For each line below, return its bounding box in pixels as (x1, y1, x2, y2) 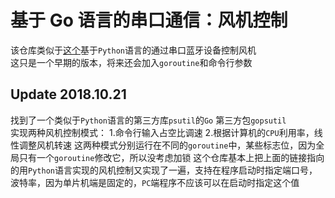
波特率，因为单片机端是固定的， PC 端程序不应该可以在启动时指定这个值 (10, 176, 300, 188)
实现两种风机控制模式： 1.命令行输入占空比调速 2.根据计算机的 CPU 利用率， (10, 126, 315, 138)
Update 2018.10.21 (10, 86, 127, 103)
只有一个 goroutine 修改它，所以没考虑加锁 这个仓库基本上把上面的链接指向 (18, 151, 325, 163)
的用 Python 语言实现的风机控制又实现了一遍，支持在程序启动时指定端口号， (10, 164, 318, 176)
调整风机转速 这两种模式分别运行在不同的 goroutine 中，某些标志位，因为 (18, 139, 317, 151)
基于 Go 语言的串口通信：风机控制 (10, 9, 288, 32)
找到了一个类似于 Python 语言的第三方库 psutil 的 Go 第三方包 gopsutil (10, 114, 287, 126)
